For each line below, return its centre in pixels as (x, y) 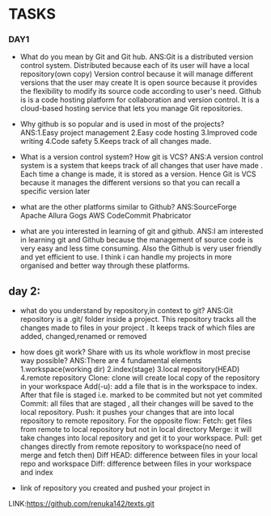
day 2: (24, 291)
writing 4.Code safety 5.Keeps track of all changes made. (116, 142)
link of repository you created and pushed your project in (115, 488)
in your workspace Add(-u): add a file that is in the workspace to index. (139, 387)
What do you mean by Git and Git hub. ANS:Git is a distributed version (136, 57)
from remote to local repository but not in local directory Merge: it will (136, 429)
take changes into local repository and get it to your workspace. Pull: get (141, 438)
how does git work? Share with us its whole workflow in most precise (135, 352)
